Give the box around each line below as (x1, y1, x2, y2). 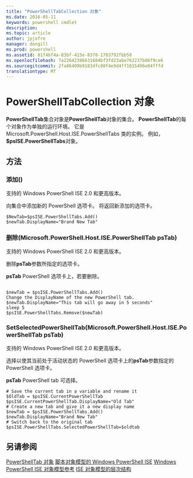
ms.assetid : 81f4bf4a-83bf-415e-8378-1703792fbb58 (6, 52, 132, 58)
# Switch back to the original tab (6, 419, 93, 425)
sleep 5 (6, 305, 25, 311)
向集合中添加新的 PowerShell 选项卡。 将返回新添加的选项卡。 (6, 202, 156, 209)
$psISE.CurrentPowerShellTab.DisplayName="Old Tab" (6, 399, 135, 405)
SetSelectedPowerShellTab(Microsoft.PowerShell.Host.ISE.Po (6, 324, 187, 332)
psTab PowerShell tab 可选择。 (6, 377, 81, 384)
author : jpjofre (6, 36, 46, 41)
